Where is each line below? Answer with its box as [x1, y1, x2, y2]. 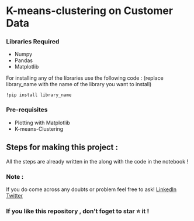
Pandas [14, 57, 33, 64]
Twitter [6, 192, 23, 199]
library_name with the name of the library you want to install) [6, 81, 152, 88]
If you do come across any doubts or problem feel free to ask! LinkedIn [6, 186, 177, 193]
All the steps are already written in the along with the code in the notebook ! [6, 158, 189, 165]
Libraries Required [6, 38, 60, 46]
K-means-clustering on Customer [6, 4, 174, 18]
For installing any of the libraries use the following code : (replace [6, 74, 164, 81]
